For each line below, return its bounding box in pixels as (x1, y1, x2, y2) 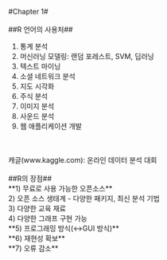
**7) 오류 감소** (8, 243, 59, 253)
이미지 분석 (19, 101, 55, 111)
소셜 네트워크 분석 (19, 72, 76, 81)
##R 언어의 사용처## (8, 25, 73, 34)
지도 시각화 (19, 81, 55, 91)
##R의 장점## (8, 174, 52, 183)
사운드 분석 (19, 112, 55, 120)
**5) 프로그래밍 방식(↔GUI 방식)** (8, 223, 119, 233)
